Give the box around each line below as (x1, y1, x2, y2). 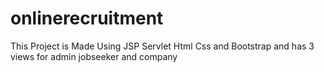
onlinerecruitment (10, 7, 164, 30)
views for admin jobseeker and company (10, 50, 178, 62)
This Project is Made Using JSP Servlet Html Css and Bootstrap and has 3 (10, 40, 315, 52)
